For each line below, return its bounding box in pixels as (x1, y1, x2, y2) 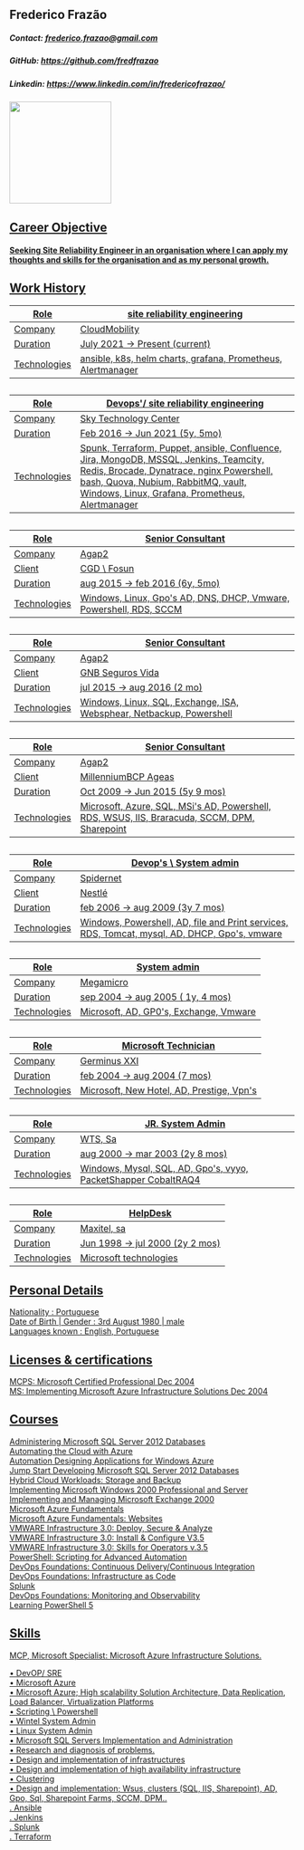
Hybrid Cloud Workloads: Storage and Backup (9, 1474, 182, 1485)
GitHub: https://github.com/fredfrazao (9, 55, 159, 66)
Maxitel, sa (80, 1222, 127, 1235)
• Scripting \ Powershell (9, 1706, 99, 1717)
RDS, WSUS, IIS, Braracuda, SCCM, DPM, (80, 811, 255, 824)
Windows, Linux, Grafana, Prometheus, (80, 487, 246, 500)
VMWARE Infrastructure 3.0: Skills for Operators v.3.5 (9, 1541, 208, 1552)
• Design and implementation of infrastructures (9, 1754, 185, 1765)
